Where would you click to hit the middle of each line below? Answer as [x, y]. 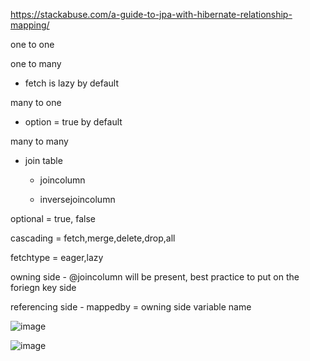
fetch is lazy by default [72, 83]
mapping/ [30, 25]
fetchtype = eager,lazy [57, 257]
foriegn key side [43, 287]
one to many [36, 63]
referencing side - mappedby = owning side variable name [131, 307]
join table [43, 160]
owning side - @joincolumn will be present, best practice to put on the [155, 277]
